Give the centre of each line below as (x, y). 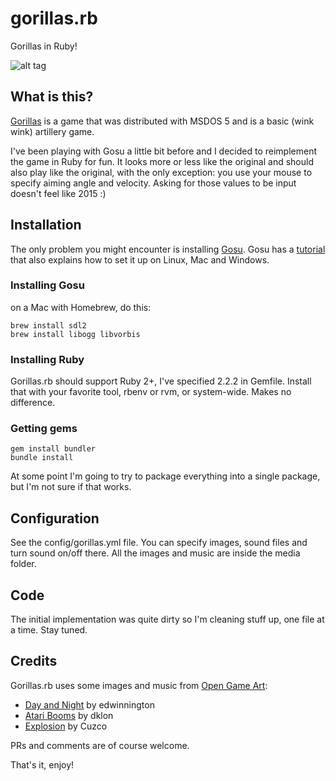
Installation (46, 225)
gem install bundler (53, 449)
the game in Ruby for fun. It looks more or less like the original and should (162, 161)
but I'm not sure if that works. (71, 487)
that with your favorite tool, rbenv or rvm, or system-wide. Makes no (151, 392)
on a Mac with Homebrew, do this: (81, 307)
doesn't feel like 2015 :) (58, 193)
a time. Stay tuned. (49, 630)
